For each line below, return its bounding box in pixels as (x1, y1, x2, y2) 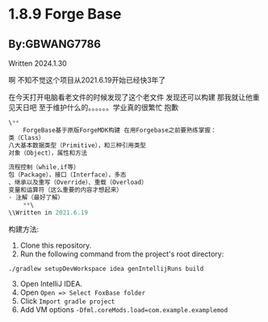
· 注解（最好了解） (8, 193, 65, 201)
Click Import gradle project (19, 296, 115, 306)
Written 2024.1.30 (8, 58, 67, 68)
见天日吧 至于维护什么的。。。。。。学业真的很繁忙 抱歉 (8, 103, 179, 112)
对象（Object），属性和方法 (8, 149, 87, 157)
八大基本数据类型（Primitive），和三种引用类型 (8, 141, 147, 150)
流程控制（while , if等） (8, 163, 80, 172)
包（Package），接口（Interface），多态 (8, 171, 127, 179)
